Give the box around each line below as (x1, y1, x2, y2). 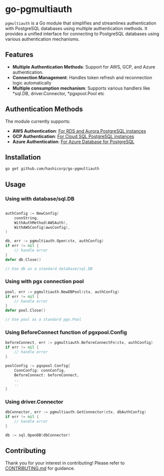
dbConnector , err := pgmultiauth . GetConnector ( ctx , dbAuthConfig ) (5, 409, 146, 415)
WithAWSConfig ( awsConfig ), (14, 225, 70, 230)
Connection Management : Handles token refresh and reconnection (12, 74, 152, 81)
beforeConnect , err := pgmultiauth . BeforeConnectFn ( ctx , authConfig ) (5, 340, 153, 345)
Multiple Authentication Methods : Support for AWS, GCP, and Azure (12, 64, 155, 70)
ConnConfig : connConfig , (14, 368, 66, 373)
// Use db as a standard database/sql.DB (5, 266, 93, 271)
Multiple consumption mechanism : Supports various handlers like (12, 85, 150, 91)
